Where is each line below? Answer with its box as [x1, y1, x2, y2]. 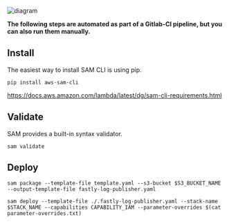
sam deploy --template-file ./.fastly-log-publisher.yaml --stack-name [7, 198, 218, 205]
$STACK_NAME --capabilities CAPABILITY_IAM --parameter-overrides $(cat [7, 204, 221, 211]
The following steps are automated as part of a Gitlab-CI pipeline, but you [7, 20, 223, 28]
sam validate [7, 142, 45, 150]
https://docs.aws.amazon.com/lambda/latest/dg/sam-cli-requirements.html [7, 91, 223, 100]
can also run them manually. [7, 28, 91, 35]
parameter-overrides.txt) [7, 210, 82, 217]
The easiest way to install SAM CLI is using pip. [7, 66, 142, 74]
